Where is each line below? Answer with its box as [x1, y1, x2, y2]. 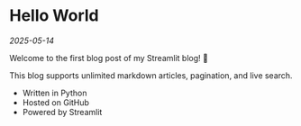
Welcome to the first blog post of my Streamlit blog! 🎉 [9, 52, 209, 63]
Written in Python [22, 87, 87, 98]
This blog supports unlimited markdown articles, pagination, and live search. [9, 69, 293, 81]
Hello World [9, 5, 99, 26]
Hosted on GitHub [22, 96, 90, 108]
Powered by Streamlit [22, 106, 103, 117]
